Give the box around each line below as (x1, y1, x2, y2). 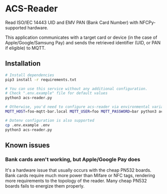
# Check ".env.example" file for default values (5, 91, 108, 96)
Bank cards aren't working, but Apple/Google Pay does (5, 156, 141, 163)
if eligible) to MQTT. (5, 45, 46, 51)
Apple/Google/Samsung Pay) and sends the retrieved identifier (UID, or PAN (5, 39, 161, 45)
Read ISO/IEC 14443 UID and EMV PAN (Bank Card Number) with (5, 19, 139, 25)
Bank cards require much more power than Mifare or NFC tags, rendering (5, 173, 156, 179)
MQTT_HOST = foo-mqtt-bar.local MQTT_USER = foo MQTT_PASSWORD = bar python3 (5, 109, 157, 114)
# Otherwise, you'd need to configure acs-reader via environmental (5, 104, 150, 109)
